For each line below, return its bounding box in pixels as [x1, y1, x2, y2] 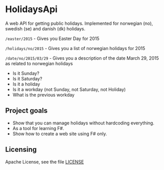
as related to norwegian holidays [5, 60, 73, 66]
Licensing [5, 145, 37, 154]
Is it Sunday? [12, 70, 39, 76]
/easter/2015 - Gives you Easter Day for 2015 [5, 35, 100, 41]
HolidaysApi [5, 4, 58, 15]
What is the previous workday [12, 92, 75, 98]
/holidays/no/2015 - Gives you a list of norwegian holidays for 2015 [5, 45, 145, 51]
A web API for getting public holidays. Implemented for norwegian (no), [5, 20, 153, 26]
